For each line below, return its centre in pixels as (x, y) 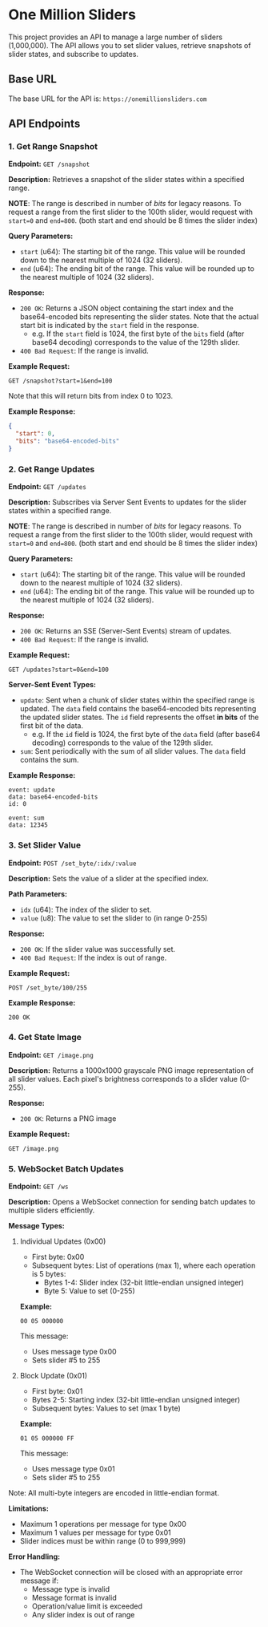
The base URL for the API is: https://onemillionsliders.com (108, 99)
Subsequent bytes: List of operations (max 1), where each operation (144, 1265)
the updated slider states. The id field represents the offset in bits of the (139, 717)
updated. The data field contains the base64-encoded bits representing (138, 709)
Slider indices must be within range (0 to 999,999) (103, 1541)
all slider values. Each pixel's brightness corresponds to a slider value (123, 1079)
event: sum (26, 818)
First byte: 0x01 (57, 1391)
